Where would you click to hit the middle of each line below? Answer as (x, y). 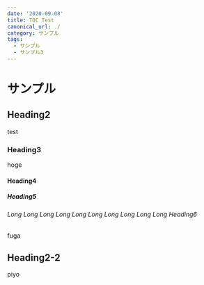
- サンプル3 (29, 53)
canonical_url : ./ (34, 26)
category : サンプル (33, 33)
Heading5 (22, 197)
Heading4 (22, 181)
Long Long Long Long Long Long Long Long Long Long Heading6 (102, 214)
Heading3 (24, 149)
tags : (15, 40)
